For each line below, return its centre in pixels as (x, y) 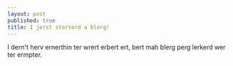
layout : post (27, 14)
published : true (31, 21)
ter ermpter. (25, 55)
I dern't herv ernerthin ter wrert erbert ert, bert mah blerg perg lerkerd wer (116, 48)
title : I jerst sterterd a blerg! (59, 27)
